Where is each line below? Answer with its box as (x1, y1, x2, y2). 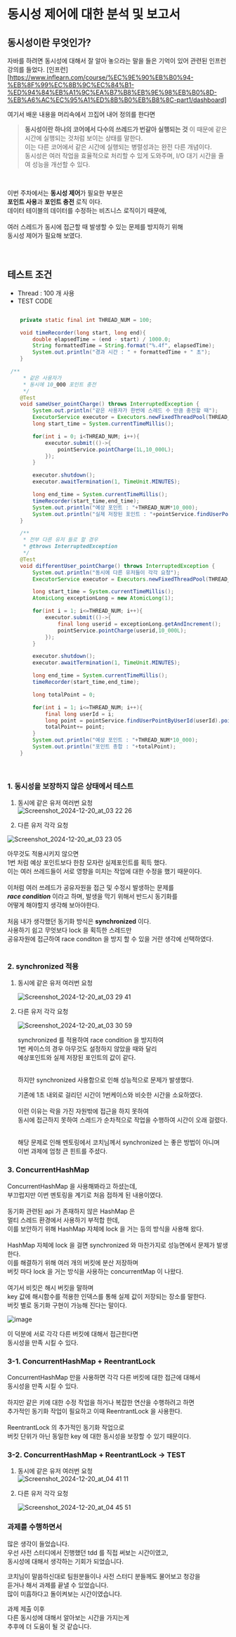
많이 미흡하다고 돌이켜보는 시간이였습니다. (7, 1589, 122, 1598)
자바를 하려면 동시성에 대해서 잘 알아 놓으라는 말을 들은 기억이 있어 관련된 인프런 (7, 57, 227, 65)
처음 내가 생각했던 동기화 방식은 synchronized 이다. (7, 917, 152, 926)
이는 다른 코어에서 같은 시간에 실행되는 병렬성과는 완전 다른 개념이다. (24, 143, 212, 151)
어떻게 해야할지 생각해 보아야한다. (7, 901, 100, 910)
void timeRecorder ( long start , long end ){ (20, 329, 146, 336)
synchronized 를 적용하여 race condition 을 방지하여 (17, 1036, 164, 1044)
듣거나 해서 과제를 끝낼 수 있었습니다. (7, 1581, 109, 1589)
